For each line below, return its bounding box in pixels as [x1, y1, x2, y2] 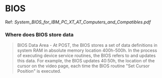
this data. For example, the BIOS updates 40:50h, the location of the [17, 58, 155, 64]
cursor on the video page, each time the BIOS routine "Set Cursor [17, 63, 150, 69]
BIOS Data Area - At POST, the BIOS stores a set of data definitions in [17, 42, 158, 48]
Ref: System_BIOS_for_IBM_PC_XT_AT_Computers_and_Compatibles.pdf [5, 19, 151, 25]
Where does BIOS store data [5, 31, 74, 38]
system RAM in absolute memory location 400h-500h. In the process [17, 47, 157, 54]
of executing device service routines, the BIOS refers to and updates [17, 53, 156, 58]
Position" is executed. [17, 68, 61, 74]
